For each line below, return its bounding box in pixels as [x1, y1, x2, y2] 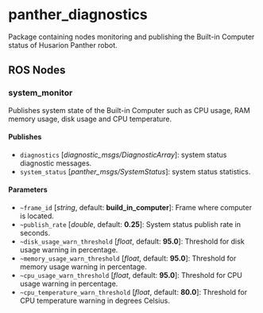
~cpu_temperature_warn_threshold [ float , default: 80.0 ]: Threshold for [19, 288, 248, 297]
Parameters [8, 185, 48, 194]
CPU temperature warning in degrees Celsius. [19, 296, 171, 306]
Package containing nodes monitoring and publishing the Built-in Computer [8, 32, 255, 41]
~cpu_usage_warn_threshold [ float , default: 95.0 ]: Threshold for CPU [19, 271, 242, 280]
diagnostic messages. [19, 158, 92, 168]
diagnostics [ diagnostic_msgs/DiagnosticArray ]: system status [19, 150, 227, 159]
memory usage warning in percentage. [19, 262, 147, 272]
